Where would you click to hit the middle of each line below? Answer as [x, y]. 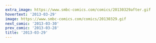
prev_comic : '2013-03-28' [32, 28]
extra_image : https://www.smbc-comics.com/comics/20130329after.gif [78, 10]
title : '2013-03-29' [27, 33]
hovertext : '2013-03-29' [31, 14]
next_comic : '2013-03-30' [32, 23]
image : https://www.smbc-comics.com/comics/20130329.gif [66, 19]
